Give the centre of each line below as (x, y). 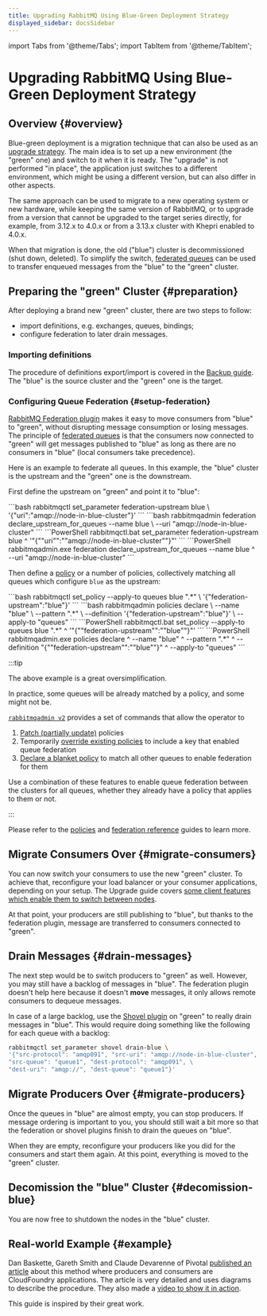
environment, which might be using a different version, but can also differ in (132, 176)
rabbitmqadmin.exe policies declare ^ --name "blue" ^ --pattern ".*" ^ (122, 639)
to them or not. (33, 798)
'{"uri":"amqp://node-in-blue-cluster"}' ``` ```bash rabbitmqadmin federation (132, 515)
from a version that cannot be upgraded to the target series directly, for (125, 217)
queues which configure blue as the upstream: (85, 581)
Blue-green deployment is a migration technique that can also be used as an (133, 143)
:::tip (15, 662)
